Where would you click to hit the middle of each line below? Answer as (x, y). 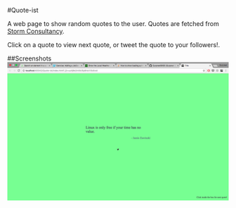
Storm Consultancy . (36, 31)
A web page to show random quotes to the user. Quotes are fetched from (113, 24)
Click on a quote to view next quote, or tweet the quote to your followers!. (114, 45)
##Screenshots (29, 58)
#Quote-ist (23, 10)
